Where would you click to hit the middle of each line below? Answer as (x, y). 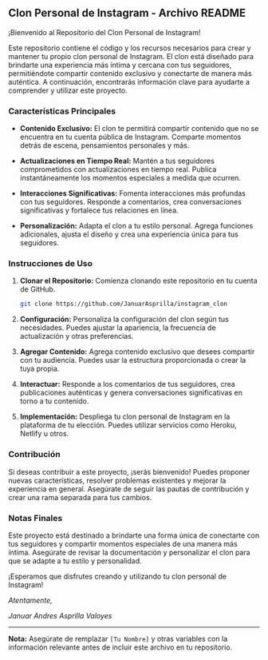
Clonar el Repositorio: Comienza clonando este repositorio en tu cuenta (138, 281)
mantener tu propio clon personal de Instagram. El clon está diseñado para (131, 56)
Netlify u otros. (44, 434)
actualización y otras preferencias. (77, 336)
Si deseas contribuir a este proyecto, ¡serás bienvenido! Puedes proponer (129, 471)
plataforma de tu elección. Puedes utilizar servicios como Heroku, (128, 425)
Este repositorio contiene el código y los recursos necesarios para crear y (130, 48)
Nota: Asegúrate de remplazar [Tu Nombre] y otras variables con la (118, 638)
